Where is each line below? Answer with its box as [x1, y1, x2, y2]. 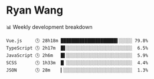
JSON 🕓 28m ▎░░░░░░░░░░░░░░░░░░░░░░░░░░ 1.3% [6, 67, 149, 73]
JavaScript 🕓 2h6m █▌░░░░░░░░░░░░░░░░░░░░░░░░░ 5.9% [6, 52, 149, 58]
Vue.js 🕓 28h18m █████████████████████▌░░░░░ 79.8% [6, 38, 149, 44]
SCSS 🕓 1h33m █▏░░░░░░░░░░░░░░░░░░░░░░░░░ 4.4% [6, 60, 149, 65]
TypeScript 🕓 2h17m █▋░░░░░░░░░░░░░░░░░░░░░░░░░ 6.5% [6, 45, 149, 51]
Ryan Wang [6, 4, 64, 17]
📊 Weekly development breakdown [6, 23, 93, 30]
